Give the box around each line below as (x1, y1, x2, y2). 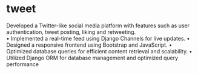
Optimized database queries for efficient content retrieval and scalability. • (6, 47, 193, 55)
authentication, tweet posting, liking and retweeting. (6, 28, 136, 35)
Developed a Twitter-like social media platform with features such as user (6, 22, 190, 29)
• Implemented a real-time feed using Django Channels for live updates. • (6, 35, 190, 42)
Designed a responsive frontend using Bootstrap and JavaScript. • (6, 41, 173, 49)
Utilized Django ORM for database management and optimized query (6, 54, 179, 61)
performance (6, 60, 39, 68)
